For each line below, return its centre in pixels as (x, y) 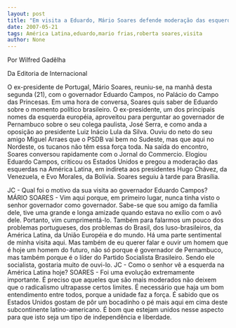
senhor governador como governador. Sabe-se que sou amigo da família (112, 205)
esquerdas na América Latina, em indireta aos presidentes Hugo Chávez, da (117, 169)
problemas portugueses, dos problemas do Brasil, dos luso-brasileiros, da (114, 228)
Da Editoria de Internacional (47, 74)
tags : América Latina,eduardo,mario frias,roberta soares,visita (105, 33)
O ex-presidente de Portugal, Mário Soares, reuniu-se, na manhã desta (110, 87)
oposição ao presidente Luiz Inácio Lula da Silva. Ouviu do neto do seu (110, 132)
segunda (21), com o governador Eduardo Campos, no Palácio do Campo (113, 95)
